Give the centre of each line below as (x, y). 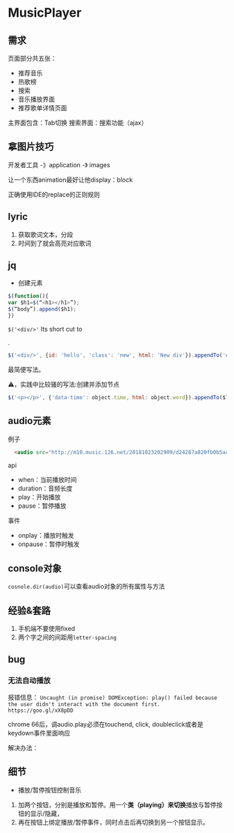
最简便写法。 (26, 369)
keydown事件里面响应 (39, 733)
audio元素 (30, 421)
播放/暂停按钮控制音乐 (50, 790)
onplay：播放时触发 (46, 536)
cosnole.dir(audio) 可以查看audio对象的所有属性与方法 (86, 586)
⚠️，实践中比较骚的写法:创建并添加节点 (64, 384)
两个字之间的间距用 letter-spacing (67, 637)
